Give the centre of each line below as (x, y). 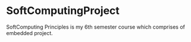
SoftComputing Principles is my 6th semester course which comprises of (96, 27)
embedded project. (30, 33)
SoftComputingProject (63, 11)
